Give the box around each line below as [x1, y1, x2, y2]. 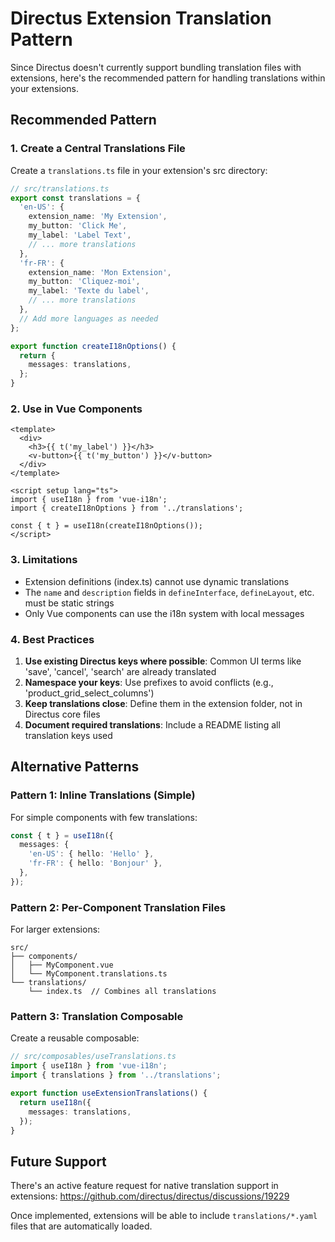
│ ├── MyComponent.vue [10, 960, 114, 971]
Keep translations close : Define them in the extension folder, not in [24, 697, 303, 709]
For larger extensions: [10, 923, 101, 936]
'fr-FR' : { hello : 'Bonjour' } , [28, 858, 163, 869]
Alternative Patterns [10, 758, 140, 776]
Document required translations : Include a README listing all [24, 718, 281, 731]
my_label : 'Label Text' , [28, 230, 132, 240]
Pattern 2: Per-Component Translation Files [10, 900, 227, 914]
